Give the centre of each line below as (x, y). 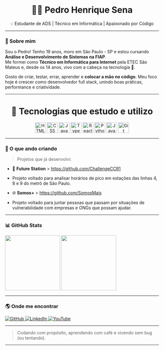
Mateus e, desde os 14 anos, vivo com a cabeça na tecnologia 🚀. (70, 67)
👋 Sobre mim (20, 41)
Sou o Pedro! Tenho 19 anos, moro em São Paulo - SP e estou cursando (77, 52)
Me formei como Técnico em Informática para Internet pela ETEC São (76, 62)
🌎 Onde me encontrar (32, 306)
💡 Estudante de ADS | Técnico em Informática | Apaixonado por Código (82, 23)
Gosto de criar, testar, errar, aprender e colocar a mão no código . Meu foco (81, 77)
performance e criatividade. (33, 87)
